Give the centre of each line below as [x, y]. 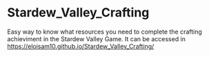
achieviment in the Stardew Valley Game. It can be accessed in [97, 38]
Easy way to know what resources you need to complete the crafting [104, 32]
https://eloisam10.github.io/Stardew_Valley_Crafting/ [81, 46]
